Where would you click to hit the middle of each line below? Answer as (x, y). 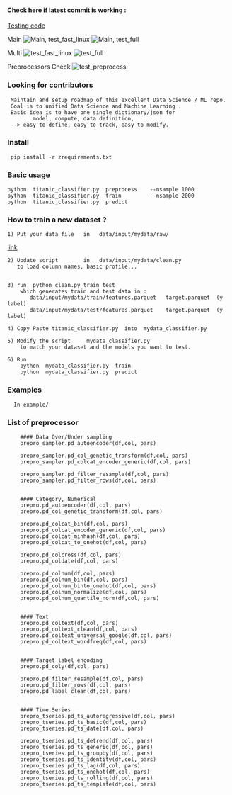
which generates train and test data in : (83, 292)
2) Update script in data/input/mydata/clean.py (94, 261)
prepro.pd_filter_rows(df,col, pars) (76, 685)
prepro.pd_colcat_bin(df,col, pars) (74, 524)
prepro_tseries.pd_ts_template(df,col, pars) (88, 784)
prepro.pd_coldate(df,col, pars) (69, 561)
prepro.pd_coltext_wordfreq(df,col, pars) (83, 641)
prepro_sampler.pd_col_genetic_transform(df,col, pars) (104, 456)
